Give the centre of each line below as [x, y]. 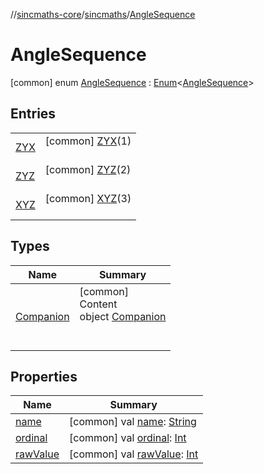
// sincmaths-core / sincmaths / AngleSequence [103, 14]
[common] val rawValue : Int [133, 454]
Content [98, 304]
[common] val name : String [132, 422]
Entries [33, 114]
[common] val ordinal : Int [127, 438]
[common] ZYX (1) [88, 141]
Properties [44, 376]
